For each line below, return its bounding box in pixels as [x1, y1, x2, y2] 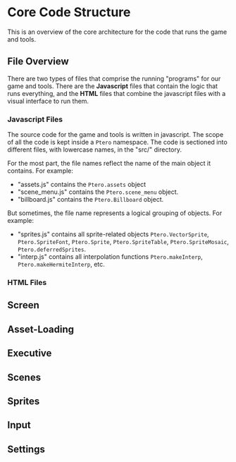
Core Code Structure [7, 4, 131, 20]
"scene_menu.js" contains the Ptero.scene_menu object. [17, 188, 179, 196]
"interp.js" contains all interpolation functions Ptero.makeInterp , [17, 253, 203, 261]
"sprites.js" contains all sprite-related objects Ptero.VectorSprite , [17, 230, 209, 238]
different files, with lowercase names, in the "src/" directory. [7, 145, 182, 154]
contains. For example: [7, 166, 74, 175]
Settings [7, 443, 46, 455]
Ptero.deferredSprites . [17, 245, 87, 254]
